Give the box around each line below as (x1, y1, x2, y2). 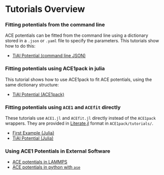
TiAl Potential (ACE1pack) (12, 91, 64, 97)
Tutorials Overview (5, 3, 85, 15)
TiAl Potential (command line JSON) (12, 53, 86, 59)
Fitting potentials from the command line (5, 21, 105, 28)
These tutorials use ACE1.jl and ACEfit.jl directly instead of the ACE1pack (5, 115, 156, 121)
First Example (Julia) (12, 130, 55, 136)
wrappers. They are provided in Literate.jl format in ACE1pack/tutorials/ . (5, 120, 154, 126)
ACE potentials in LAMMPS (12, 159, 68, 165)
